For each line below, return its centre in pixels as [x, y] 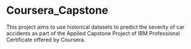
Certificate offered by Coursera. [46, 39]
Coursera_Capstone [57, 10]
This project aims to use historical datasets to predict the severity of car [95, 27]
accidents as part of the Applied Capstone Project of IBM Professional [93, 33]
